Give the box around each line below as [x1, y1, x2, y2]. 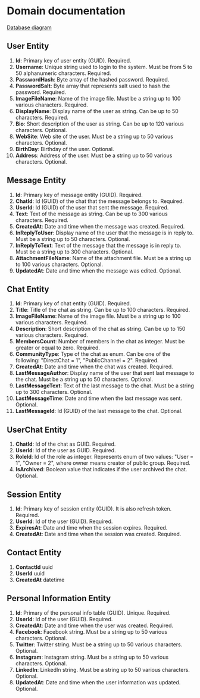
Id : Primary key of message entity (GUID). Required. [15, 191, 143, 198]
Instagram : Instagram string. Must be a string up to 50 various [15, 653, 169, 661]
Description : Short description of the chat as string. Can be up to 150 [15, 325, 186, 333]
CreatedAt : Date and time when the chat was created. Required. [15, 363, 173, 370]
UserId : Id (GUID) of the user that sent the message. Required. [15, 204, 169, 211]
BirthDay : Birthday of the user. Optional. [15, 145, 114, 152]
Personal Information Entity [7, 593, 111, 603]
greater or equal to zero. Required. [15, 344, 101, 352]
